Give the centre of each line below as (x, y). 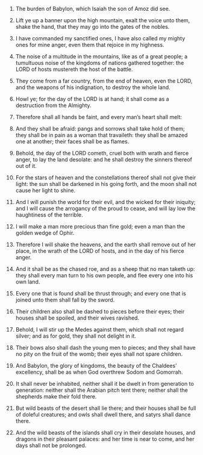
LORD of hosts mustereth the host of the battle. (74, 69)
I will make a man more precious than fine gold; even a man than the (100, 226)
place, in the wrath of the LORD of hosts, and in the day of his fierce (100, 251)
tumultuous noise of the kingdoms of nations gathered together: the (100, 63)
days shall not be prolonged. (51, 445)
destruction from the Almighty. (54, 105)
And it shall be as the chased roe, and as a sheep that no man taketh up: (105, 269)
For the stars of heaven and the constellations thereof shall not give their (106, 178)
